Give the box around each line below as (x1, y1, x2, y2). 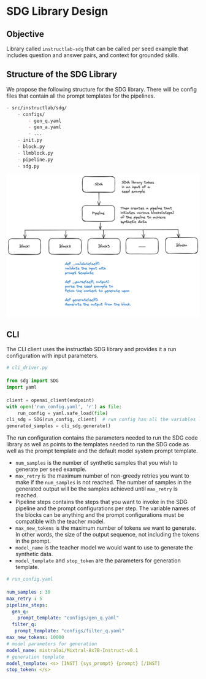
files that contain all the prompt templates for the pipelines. (6, 92, 155, 99)
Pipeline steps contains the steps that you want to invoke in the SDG (15, 499, 188, 506)
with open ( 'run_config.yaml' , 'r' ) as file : (6, 403, 122, 409)
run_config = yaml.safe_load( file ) (17, 410, 109, 416)
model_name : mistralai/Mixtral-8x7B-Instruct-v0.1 (6, 647, 139, 653)
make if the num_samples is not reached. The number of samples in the (15, 479, 192, 486)
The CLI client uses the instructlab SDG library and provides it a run (6, 346, 177, 353)
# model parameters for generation (6, 640, 97, 647)
